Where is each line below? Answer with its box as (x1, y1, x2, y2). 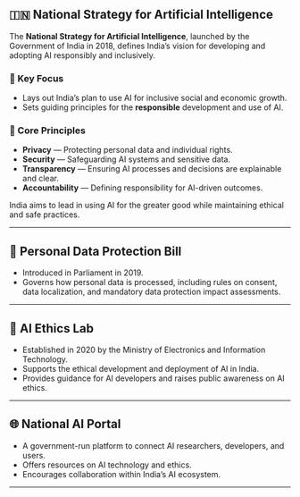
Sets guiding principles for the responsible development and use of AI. (21, 102, 284, 113)
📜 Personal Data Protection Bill (9, 243, 182, 258)
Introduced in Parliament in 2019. (21, 267, 145, 278)
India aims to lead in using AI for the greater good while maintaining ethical (9, 200, 284, 211)
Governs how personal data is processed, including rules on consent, (21, 277, 278, 288)
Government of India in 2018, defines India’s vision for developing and (9, 40, 266, 51)
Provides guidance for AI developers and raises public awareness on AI (21, 373, 286, 383)
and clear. (21, 173, 60, 184)
